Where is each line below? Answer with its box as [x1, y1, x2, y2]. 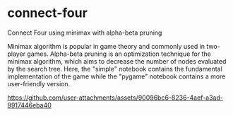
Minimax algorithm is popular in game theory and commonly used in [7, 42, 205, 50]
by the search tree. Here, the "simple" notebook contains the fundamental [7, 64, 222, 73]
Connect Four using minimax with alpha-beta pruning [7, 28, 162, 37]
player [7, 50, 26, 58]
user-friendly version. [7, 79, 71, 88]
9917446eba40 [7, 100, 52, 109]
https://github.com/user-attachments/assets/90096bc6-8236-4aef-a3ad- [7, 93, 224, 102]
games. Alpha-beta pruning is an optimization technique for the [27, 50, 212, 58]
